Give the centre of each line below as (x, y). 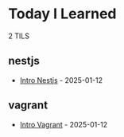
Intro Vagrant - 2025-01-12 (64, 124)
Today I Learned (62, 14)
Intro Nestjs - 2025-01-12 (61, 80)
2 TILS (19, 36)
